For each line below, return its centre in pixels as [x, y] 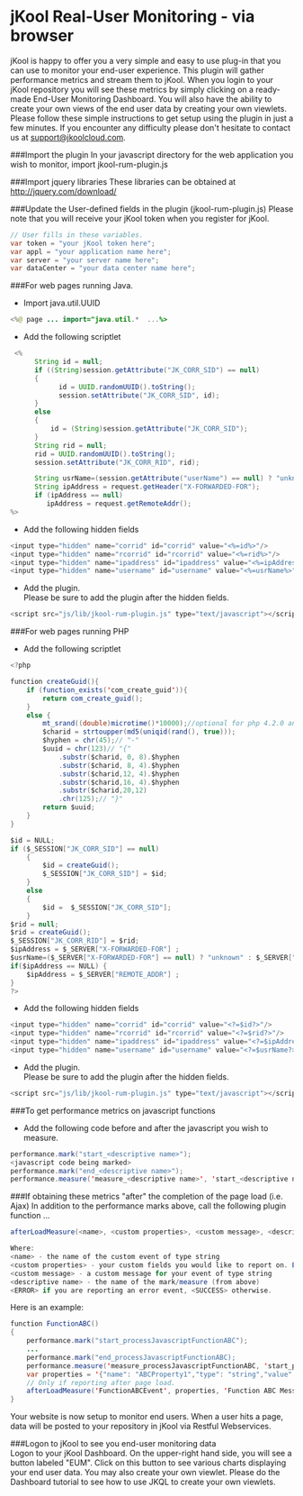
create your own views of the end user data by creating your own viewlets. [148, 108]
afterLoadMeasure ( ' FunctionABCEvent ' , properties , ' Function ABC [151, 1391]
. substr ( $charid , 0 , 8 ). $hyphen [119, 757]
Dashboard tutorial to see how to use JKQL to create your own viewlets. [143, 1482]
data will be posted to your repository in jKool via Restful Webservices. [141, 1427]
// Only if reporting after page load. [101, 1382]
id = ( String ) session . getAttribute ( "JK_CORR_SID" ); [149, 429]
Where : [22, 1249]
